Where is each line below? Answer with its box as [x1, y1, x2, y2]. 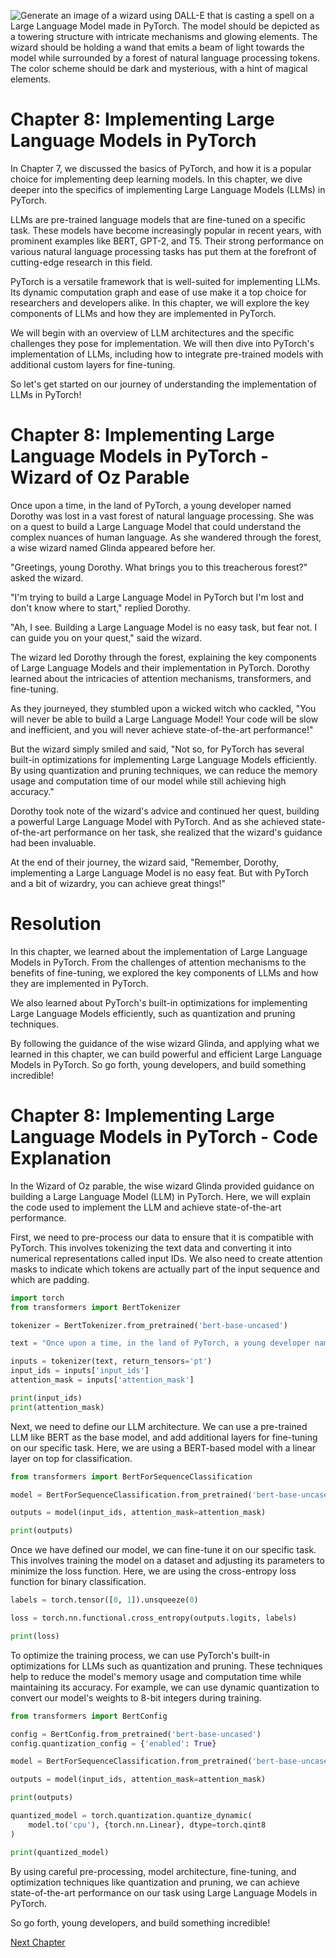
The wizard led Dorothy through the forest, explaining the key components [10, 651, 317, 663]
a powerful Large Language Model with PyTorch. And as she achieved [10, 815, 299, 827]
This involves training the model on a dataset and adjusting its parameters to [10, 1555, 325, 1567]
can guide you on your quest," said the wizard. [10, 631, 202, 644]
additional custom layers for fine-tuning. [10, 358, 176, 370]
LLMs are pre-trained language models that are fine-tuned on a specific [10, 213, 307, 225]
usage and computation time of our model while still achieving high [10, 775, 287, 787]
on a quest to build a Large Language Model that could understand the [10, 520, 302, 532]
